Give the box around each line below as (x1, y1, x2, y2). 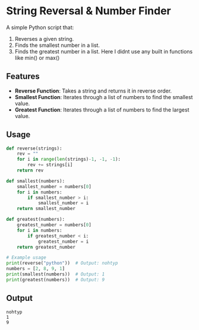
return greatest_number (17, 244, 76, 250)
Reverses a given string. (14, 35, 74, 42)
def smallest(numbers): (6, 178, 65, 184)
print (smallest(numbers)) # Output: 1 (6, 271, 105, 277)
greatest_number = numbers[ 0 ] (17, 222, 92, 228)
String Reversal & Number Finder (6, 4, 171, 18)
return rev (17, 167, 44, 173)
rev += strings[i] (27, 162, 73, 168)
